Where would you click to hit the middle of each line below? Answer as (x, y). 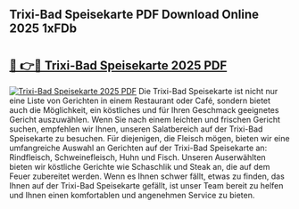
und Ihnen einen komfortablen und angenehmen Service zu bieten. (132, 195)
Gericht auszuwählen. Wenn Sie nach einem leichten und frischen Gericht (145, 120)
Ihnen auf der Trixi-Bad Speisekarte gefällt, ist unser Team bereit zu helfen (146, 185)
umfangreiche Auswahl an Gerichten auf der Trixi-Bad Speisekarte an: (138, 148)
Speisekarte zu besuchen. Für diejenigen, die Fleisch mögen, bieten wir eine (149, 138)
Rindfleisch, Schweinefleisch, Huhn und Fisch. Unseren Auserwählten (137, 157)
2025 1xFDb (43, 29)
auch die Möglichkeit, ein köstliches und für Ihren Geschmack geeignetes (144, 110)
